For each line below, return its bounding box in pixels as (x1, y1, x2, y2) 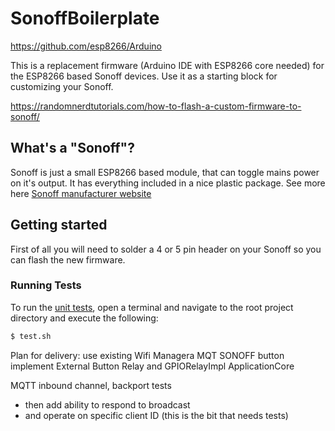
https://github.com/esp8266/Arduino (10, 40, 162, 52)
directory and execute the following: (10, 312, 159, 324)
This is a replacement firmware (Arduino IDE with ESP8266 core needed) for (10, 59, 325, 71)
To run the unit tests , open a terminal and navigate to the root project (10, 301, 294, 313)
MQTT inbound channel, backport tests (10, 379, 172, 391)
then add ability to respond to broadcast (24, 398, 191, 411)
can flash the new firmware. (10, 253, 126, 266)
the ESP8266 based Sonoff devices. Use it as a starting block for (10, 70, 278, 82)
